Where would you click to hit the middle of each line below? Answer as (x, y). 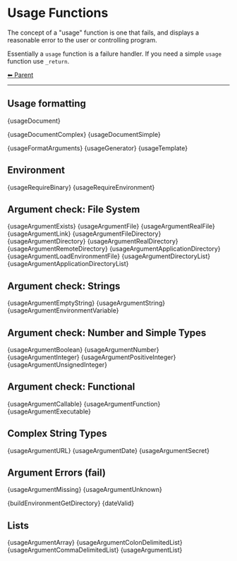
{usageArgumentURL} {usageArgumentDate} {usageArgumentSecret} (109, 450)
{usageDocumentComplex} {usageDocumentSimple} (84, 134)
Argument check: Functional (71, 387)
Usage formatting (47, 104)
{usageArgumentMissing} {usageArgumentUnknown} (85, 490)
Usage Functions (58, 13)
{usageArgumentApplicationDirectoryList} (68, 264)
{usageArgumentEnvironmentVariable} (63, 310)
